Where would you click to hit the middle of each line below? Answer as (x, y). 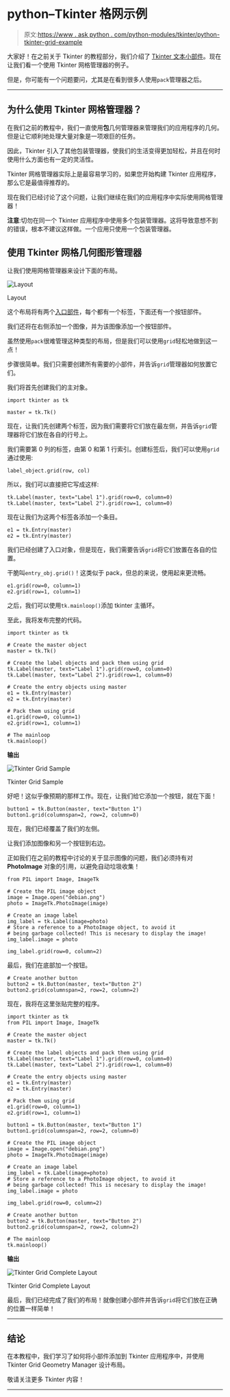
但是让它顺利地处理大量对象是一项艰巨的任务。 (73, 136)
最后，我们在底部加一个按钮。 (49, 965)
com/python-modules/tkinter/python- (167, 34)
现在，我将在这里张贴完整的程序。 (55, 1003)
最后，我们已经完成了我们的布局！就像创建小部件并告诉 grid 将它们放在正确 (112, 1299)
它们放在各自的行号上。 (58, 434)
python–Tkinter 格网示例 (77, 14)
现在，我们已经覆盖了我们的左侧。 (55, 828)
